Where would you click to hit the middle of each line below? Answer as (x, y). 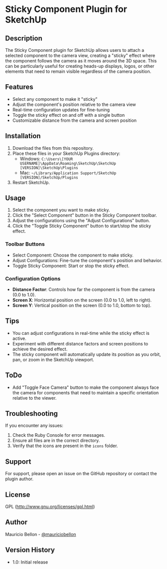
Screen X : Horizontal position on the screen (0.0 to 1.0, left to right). (82, 300)
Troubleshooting (32, 414)
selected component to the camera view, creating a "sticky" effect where (80, 55)
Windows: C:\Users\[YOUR (46, 159)
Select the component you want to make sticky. (61, 210)
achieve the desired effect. (40, 349)
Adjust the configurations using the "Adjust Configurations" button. (81, 221)
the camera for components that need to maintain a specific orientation (85, 392)
